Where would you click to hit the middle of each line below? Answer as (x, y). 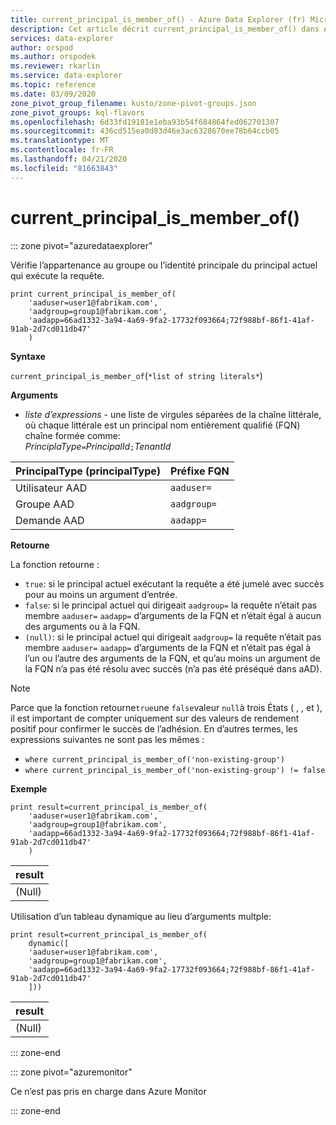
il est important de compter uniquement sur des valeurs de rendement (155, 718)
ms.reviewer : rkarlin (55, 66)
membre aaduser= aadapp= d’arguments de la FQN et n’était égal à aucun (173, 615)
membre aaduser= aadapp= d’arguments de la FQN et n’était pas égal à (168, 647)
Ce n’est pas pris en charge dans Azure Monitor (108, 1091)
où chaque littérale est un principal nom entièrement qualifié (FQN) (162, 425)
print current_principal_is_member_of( (93, 294)
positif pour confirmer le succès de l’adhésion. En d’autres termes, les (154, 728)
